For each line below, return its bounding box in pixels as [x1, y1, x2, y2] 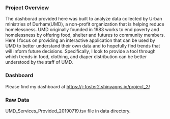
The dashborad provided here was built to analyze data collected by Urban [5, 16, 162, 22]
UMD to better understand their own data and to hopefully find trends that [5, 43, 160, 49]
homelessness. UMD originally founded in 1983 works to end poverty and [5, 27, 159, 33]
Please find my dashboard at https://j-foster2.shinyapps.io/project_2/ [5, 83, 150, 89]
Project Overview [5, 4, 49, 11]
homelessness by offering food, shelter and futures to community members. [5, 32, 165, 38]
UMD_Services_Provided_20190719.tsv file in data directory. [5, 108, 131, 114]
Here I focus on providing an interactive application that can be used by [5, 37, 155, 43]
